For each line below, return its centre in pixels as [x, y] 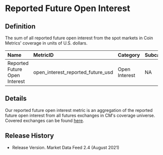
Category [129, 55]
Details [16, 99]
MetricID [43, 55]
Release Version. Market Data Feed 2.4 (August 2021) [66, 147]
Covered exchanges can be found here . [45, 120]
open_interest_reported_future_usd [73, 72]
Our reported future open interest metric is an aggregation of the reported [79, 110]
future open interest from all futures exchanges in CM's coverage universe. [80, 115]
